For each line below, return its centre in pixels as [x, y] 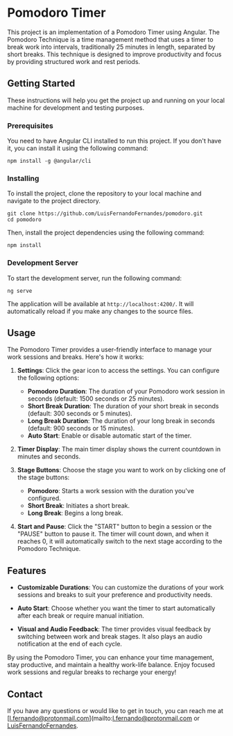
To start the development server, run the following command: [95, 278]
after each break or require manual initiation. [80, 616]
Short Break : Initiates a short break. [79, 506]
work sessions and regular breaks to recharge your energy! [92, 672]
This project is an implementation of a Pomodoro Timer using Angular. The [113, 32]
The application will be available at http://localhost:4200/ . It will [101, 303]
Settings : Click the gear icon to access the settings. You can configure [118, 371]
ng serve [20, 291]
